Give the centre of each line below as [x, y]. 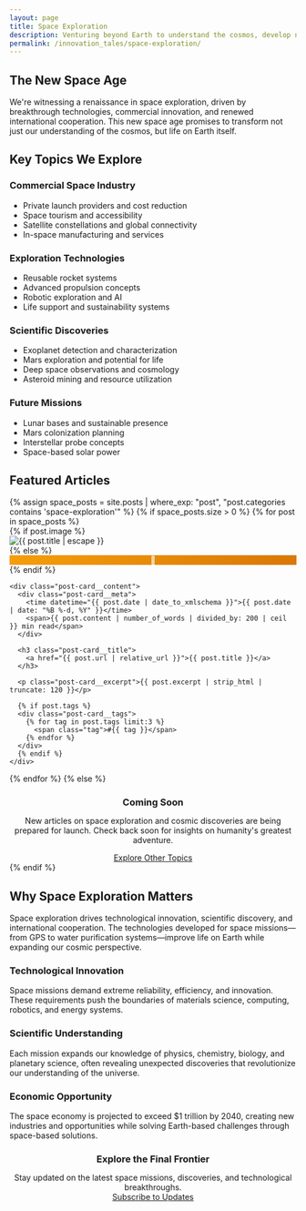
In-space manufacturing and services [93, 234]
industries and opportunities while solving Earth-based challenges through [149, 1126]
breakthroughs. [153, 1187]
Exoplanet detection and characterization [100, 351]
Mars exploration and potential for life [93, 360]
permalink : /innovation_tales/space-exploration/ [106, 43]
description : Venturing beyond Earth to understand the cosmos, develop [150, 35]
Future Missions [46, 403]
